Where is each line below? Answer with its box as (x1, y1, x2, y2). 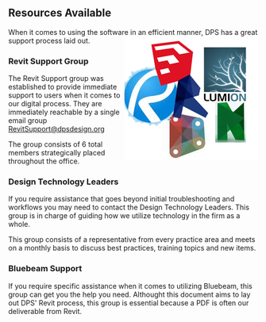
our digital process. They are (8, 99, 102, 109)
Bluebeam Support (8, 263, 83, 274)
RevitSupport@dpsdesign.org (8, 125, 105, 134)
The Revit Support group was (8, 74, 105, 83)
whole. (8, 220, 30, 229)
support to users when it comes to (8, 90, 121, 100)
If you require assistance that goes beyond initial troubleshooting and (8, 194, 235, 204)
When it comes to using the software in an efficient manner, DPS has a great (8, 27, 258, 36)
